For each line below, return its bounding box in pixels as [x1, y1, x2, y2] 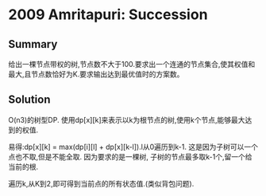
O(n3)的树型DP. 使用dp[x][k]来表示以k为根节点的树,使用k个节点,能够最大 [8, 115, 245, 124]
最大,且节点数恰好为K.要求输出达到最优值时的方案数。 [8, 69, 184, 79]
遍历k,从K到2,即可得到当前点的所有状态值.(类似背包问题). [8, 178, 195, 188]
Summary [8, 37, 58, 51]
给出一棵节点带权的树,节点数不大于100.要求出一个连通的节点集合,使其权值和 [8, 60, 256, 69]
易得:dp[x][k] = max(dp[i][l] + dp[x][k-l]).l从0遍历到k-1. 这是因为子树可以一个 [8, 142, 258, 151]
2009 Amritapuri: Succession [8, 6, 208, 24]
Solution [8, 93, 51, 107]
